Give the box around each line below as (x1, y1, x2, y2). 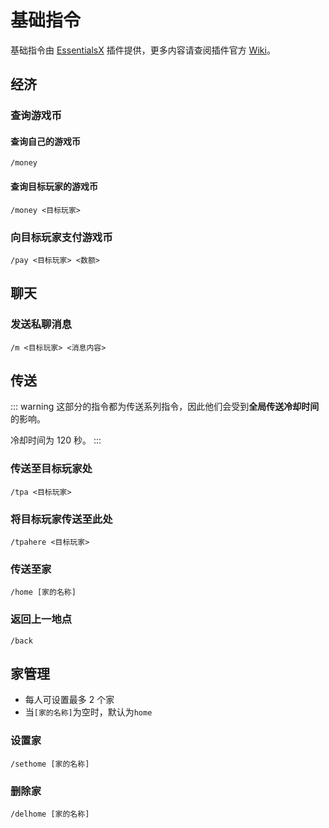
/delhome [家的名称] (10, 809, 90, 820)
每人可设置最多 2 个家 (24, 694, 115, 706)
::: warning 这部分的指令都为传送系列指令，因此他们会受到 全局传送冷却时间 (10, 401, 320, 413)
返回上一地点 (10, 612, 73, 626)
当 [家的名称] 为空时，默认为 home (24, 706, 153, 718)
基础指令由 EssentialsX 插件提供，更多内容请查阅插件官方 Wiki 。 (10, 44, 276, 56)
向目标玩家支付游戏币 (10, 230, 113, 244)
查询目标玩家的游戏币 (10, 181, 98, 193)
